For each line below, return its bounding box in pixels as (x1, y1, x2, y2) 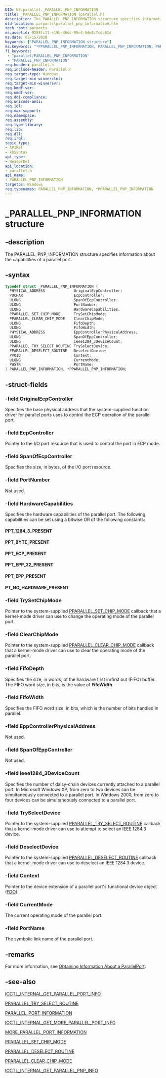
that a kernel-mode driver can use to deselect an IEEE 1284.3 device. (5, 860, 146, 866)
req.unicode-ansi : (5, 99, 43, 104)
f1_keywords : (5, 48, 32, 53)
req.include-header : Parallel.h (5, 67, 72, 72)
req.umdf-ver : (5, 90, 35, 95)
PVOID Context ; (9, 353, 92, 358)
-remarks (5, 950, 35, 959)
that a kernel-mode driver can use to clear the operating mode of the (5, 648, 146, 654)
